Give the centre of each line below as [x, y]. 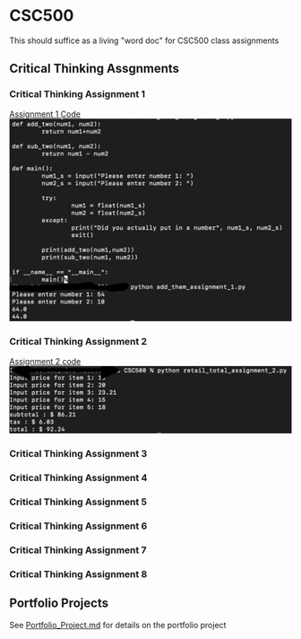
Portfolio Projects [59, 604]
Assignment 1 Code [45, 114]
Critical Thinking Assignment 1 [77, 94]
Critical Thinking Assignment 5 [78, 502]
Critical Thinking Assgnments [95, 69]
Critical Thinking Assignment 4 [78, 478]
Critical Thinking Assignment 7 [78, 550]
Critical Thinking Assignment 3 [78, 454]
